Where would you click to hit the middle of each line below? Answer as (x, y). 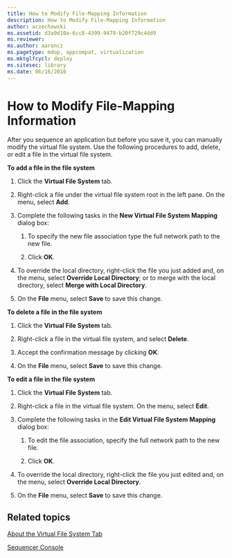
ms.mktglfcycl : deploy (40, 59)
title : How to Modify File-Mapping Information (77, 14)
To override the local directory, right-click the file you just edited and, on (120, 475)
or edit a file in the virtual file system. (60, 155)
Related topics (39, 517)
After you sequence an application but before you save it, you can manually (115, 140)
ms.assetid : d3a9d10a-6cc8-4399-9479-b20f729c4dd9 (82, 33)
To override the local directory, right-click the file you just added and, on (121, 270)
